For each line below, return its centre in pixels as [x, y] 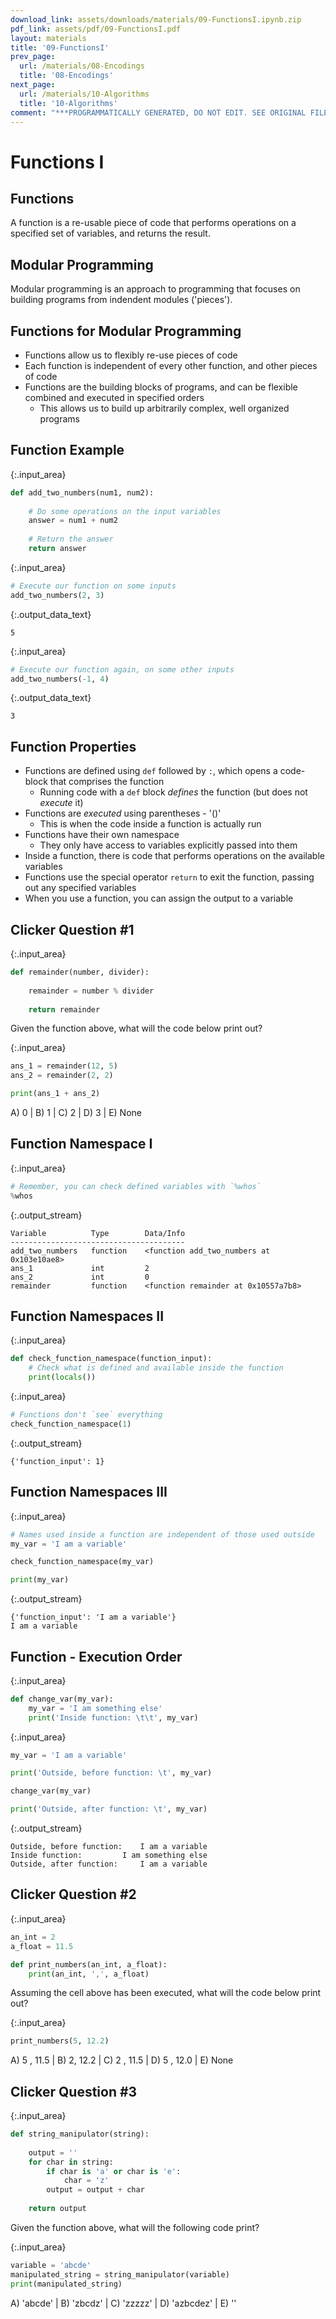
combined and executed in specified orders [114, 397]
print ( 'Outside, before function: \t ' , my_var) [111, 1773]
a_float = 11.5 [42, 1946]
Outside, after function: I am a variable [109, 1864]
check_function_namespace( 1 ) [71, 1424]
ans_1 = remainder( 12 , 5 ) [64, 1066]
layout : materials [48, 38]
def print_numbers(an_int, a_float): [89, 1964]
